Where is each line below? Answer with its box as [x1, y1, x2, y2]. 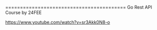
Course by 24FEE [5, 9, 42, 15]
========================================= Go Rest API [5, 4, 152, 10]
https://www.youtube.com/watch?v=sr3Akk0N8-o [5, 19, 110, 25]
